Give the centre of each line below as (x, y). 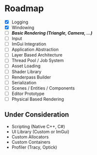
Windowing (23, 28)
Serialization (24, 82)
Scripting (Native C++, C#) (38, 126)
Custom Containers (31, 142)
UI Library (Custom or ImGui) (40, 132)
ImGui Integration (29, 44)
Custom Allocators (30, 136)
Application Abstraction (35, 50)
